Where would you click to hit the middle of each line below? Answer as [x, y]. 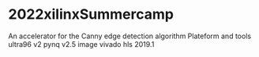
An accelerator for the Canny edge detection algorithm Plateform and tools [129, 36]
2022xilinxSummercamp [91, 14]
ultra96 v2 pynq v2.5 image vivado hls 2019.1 [81, 44]
